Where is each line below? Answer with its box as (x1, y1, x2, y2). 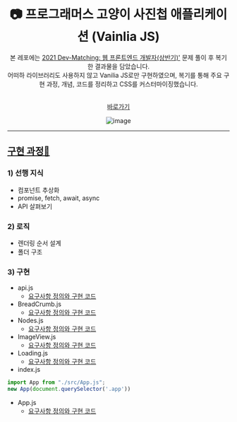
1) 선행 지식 (7, 168, 44, 178)
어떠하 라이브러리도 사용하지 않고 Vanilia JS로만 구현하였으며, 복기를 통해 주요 (7, 71, 222, 79)
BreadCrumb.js (17, 300, 62, 308)
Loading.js (17, 349, 48, 358)
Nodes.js (17, 316, 44, 325)
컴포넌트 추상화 (17, 185, 60, 194)
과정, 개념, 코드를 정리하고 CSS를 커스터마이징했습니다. (46, 79, 199, 88)
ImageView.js (17, 333, 56, 341)
